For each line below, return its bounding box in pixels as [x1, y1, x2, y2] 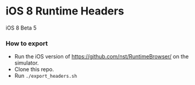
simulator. [14, 59, 39, 67]
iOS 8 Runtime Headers [5, 4, 125, 18]
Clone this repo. [14, 66, 54, 73]
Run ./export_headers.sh [14, 72, 78, 80]
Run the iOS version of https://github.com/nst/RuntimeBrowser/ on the [14, 53, 189, 60]
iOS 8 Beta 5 [5, 24, 37, 31]
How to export [5, 39, 48, 48]
